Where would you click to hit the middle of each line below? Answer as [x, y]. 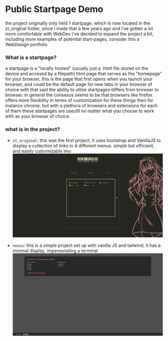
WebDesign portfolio [26, 44]
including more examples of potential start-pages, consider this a [72, 39]
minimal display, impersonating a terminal [55, 250]
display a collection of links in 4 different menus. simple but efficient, [83, 145]
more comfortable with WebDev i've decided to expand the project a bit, [79, 34]
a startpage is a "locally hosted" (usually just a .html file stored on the [77, 68]
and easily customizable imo [42, 151]
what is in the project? [32, 129]
